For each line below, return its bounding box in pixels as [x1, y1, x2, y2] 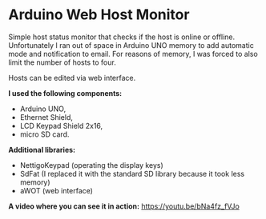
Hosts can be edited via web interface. [8, 73, 136, 82]
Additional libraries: [8, 145, 76, 154]
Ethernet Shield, [19, 112, 74, 121]
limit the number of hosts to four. [8, 58, 116, 67]
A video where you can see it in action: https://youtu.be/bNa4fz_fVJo [8, 201, 240, 211]
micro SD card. [19, 129, 70, 139]
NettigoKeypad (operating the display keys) [19, 160, 164, 169]
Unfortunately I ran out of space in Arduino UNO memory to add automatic [8, 40, 254, 50]
